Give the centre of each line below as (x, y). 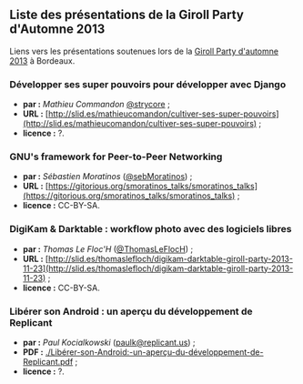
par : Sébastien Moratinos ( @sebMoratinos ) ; (107, 177)
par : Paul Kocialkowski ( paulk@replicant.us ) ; (109, 342)
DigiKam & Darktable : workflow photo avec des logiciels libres (151, 229)
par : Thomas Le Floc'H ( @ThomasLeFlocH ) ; (108, 248)
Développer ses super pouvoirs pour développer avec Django (148, 84)
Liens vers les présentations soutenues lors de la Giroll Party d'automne (144, 51)
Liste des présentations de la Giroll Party (126, 15)
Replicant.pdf (48, 362)
